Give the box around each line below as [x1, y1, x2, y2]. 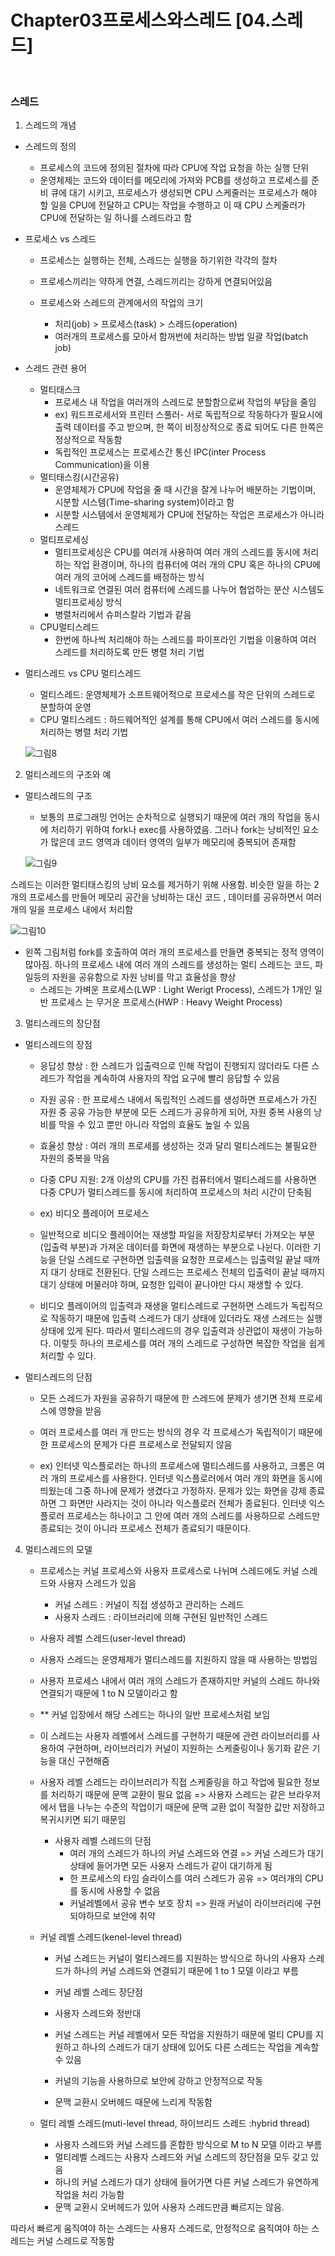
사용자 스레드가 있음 [58, 1577, 137, 1590]
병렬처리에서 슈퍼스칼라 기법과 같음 [54, 609, 192, 621]
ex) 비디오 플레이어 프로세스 [39, 1207, 150, 1220]
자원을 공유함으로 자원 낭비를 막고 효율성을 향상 [51, 971, 237, 983]
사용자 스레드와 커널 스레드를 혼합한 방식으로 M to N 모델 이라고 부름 [54, 2139, 323, 2151]
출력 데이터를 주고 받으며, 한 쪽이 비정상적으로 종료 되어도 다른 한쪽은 [54, 421, 325, 433]
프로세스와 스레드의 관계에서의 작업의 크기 [39, 297, 204, 309]
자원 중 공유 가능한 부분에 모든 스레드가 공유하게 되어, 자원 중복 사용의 [39, 1106, 312, 1118]
